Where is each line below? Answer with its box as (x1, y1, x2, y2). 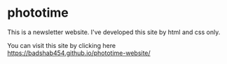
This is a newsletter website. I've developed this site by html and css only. (7, 28, 221, 36)
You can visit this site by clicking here (7, 41, 116, 49)
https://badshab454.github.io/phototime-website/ (7, 49, 151, 57)
